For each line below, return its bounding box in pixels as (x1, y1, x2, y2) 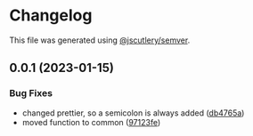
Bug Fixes (9, 87, 53, 100)
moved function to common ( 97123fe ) (21, 116, 161, 127)
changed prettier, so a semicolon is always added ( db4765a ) (21, 108, 245, 118)
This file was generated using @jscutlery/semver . (9, 35, 191, 45)
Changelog (9, 5, 93, 26)
